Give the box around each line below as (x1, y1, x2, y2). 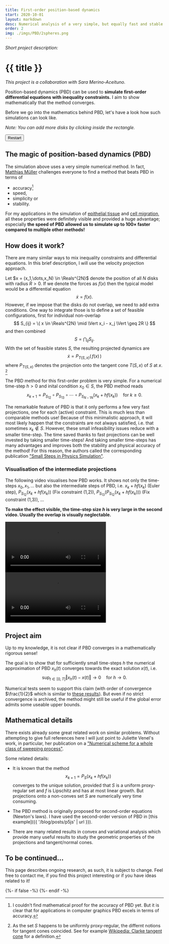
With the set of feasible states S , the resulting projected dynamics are (5, 345, 150, 351)
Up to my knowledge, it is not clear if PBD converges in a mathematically (5, 645, 156, 651)
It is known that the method (12, 765, 69, 771)
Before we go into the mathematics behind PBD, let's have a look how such (5, 109, 161, 115)
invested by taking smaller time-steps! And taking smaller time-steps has (5, 437, 156, 443)
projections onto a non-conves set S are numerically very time (12, 793, 142, 799)
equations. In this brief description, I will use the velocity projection (5, 260, 144, 266)
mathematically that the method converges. (5, 99, 96, 105)
